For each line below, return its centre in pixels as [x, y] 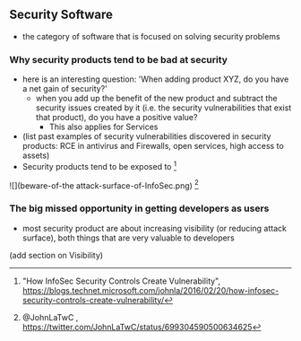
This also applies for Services [103, 127]
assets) [36, 155]
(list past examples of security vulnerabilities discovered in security [146, 136]
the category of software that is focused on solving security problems [151, 36]
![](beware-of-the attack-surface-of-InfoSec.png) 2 [104, 185]
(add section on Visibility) [56, 255]
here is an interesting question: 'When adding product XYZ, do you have [155, 79]
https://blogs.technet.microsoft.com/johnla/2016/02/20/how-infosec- [150, 290]
